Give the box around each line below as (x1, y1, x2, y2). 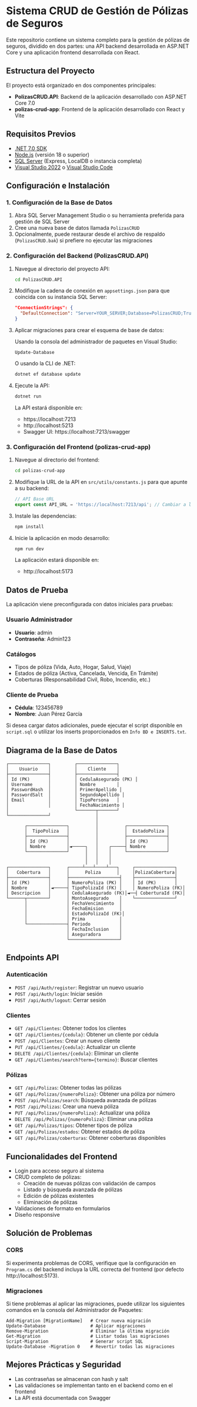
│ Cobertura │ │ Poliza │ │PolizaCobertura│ (6, 869, 178, 875)
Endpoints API (6, 953, 59, 963)
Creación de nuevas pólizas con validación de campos (23, 1180, 156, 1187)
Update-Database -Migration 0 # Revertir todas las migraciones (6, 1344, 175, 1350)
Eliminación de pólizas (23, 1198, 78, 1206)
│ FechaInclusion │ (66, 926, 122, 932)
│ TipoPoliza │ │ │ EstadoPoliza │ (24, 828, 169, 834)
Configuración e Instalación (6, 180, 110, 190)
